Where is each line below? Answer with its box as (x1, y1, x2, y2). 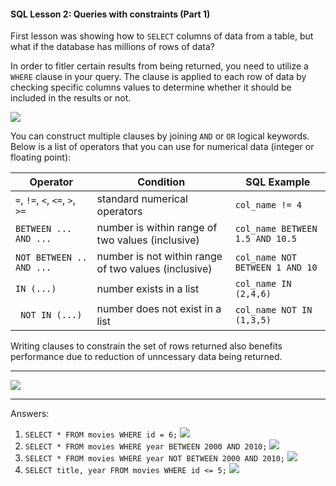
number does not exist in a (96, 302, 222, 316)
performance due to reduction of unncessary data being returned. (10, 351, 283, 363)
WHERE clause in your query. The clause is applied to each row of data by (10, 71, 307, 83)
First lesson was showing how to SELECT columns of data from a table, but (10, 30, 314, 42)
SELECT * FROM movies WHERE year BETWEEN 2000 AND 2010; (24, 442, 268, 452)
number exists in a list (96, 282, 200, 296)
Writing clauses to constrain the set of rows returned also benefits (10, 340, 283, 352)
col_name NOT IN (234, 305, 313, 316)
